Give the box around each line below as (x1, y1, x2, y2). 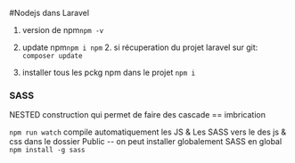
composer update (21, 52, 83, 61)
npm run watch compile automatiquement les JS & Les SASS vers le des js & (9, 126, 287, 137)
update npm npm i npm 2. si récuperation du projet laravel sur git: (21, 42, 258, 53)
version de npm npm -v (21, 25, 104, 35)
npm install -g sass (9, 146, 86, 155)
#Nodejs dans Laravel (9, 8, 90, 18)
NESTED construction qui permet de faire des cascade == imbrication (9, 110, 266, 120)
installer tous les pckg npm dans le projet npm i (21, 67, 196, 77)
